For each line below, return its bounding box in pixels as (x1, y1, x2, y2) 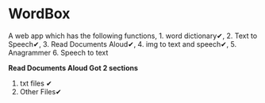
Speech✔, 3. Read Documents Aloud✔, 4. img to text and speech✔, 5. (8, 39, 236, 48)
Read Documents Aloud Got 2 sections (8, 63, 139, 72)
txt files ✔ (19, 78, 52, 88)
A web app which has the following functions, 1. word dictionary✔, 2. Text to (8, 31, 258, 40)
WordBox (8, 5, 71, 23)
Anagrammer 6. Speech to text (8, 48, 109, 57)
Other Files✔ (19, 86, 62, 96)
